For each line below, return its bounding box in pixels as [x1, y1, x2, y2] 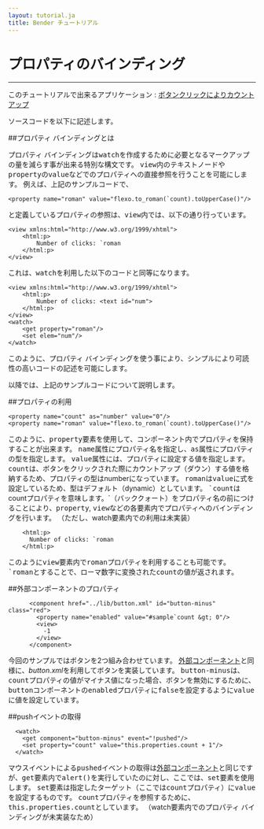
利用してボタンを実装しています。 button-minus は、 [69, 666, 245, 675]
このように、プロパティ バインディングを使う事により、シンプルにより [8, 353, 236, 363]
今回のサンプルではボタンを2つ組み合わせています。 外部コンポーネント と [8, 656, 247, 665]
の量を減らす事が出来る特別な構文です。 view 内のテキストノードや [8, 160, 225, 169]
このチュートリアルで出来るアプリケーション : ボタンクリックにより [8, 90, 228, 99]
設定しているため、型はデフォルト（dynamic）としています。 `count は [8, 483, 241, 493]
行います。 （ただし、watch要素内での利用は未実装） [21, 513, 195, 523]
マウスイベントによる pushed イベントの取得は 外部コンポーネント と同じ [8, 763, 240, 772]
